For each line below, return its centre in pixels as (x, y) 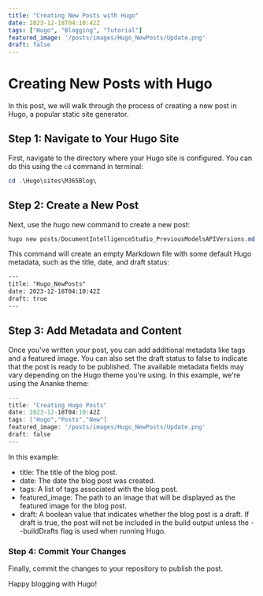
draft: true (28, 299)
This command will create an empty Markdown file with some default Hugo (130, 254)
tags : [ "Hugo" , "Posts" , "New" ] (58, 420)
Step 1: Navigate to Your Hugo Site (94, 139)
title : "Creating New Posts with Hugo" (74, 15)
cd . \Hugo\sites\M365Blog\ (52, 181)
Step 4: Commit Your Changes (67, 551)
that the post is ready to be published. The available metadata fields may (126, 366)
